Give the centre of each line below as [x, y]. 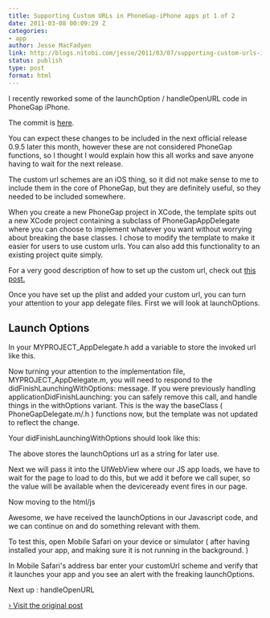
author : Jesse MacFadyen [50, 46]
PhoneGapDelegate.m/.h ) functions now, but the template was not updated [133, 414]
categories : [28, 31]
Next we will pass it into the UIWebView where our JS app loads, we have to [134, 469]
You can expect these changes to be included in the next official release [128, 138]
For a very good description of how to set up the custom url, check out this [132, 270]
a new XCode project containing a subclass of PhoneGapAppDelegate [124, 220]
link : [17, 53]
